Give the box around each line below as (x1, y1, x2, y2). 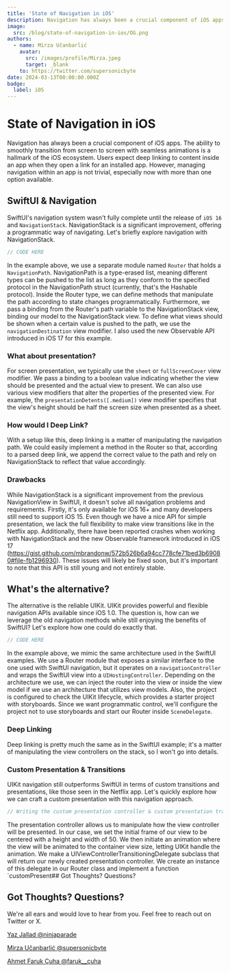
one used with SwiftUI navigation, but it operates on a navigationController (7, 664, 221, 672)
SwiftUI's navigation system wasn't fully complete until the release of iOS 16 (7, 213, 222, 222)
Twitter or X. (7, 917, 42, 925)
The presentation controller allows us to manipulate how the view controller (7, 820, 220, 829)
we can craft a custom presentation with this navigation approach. (7, 794, 194, 803)
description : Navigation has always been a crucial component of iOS (7, 16, 210, 23)
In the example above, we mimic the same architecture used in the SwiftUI (7, 649, 216, 658)
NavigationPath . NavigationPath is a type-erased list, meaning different (7, 268, 207, 277)
